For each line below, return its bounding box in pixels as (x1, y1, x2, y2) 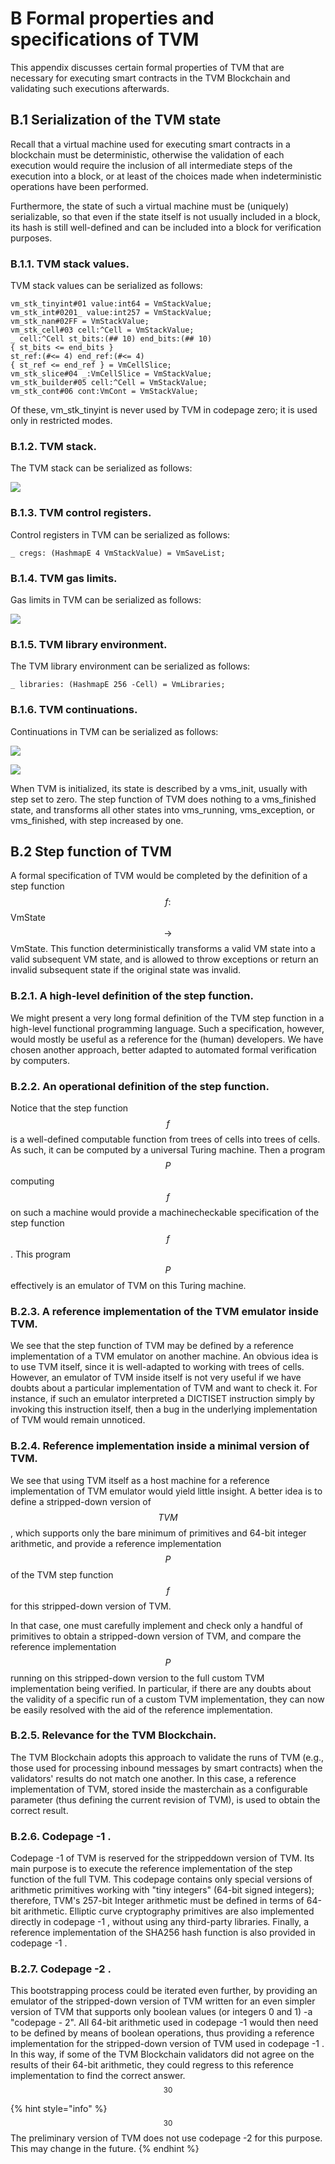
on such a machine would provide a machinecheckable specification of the (10, 1206, 320, 1218)
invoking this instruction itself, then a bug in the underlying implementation (10, 1403, 318, 1416)
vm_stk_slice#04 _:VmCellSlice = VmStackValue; (10, 369, 213, 379)
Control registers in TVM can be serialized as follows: (10, 528, 231, 541)
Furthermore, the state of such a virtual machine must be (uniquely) (10, 200, 290, 212)
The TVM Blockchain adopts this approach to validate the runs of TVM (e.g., (10, 1751, 325, 1763)
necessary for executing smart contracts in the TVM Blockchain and (10, 72, 291, 84)
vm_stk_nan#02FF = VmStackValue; (10, 317, 150, 327)
